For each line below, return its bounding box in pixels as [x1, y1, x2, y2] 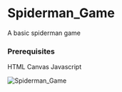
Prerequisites [7, 46, 55, 56]
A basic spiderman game [7, 29, 81, 37]
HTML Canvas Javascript [7, 63, 82, 71]
